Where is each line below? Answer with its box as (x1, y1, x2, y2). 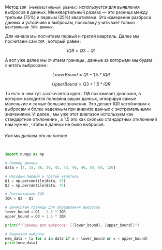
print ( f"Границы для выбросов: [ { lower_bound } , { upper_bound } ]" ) (5, 223, 139, 228)
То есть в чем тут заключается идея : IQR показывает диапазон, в (5, 91, 141, 96)
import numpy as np (5, 152, 44, 157)
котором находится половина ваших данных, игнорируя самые (5, 96, 136, 101)
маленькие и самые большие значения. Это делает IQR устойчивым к (5, 101, 150, 106)
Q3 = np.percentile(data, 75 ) (5, 183, 66, 188)
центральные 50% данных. (5, 25, 55, 30)
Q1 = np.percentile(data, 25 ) (5, 178, 66, 183)
